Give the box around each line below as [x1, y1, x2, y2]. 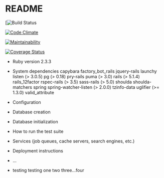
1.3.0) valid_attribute [12, 89, 54, 95]
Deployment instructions [12, 147, 64, 153]
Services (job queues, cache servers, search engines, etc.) [12, 138, 135, 144]
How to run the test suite [12, 128, 64, 134]
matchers [12, 84, 33, 90]
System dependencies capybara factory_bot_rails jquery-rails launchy [12, 68, 157, 74]
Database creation [12, 109, 51, 115]
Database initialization [12, 118, 59, 124]
